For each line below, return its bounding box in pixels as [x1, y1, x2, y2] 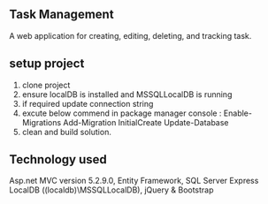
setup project [9, 57, 85, 72]
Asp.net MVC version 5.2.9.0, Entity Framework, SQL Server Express [9, 176, 259, 186]
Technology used [9, 152, 108, 167]
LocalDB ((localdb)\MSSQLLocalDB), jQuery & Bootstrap [9, 185, 214, 195]
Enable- [223, 108, 252, 118]
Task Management [9, 7, 114, 22]
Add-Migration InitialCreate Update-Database [63, 117, 229, 127]
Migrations [21, 117, 62, 127]
